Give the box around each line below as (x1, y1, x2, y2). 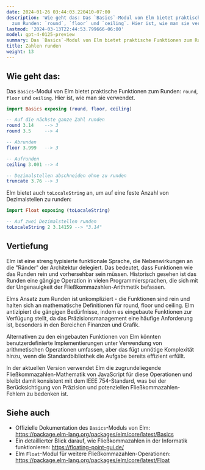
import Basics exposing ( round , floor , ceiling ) (6, 106, 132, 112)
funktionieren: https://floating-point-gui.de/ (15, 443, 124, 450)
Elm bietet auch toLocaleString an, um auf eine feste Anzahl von (6, 189, 169, 197)
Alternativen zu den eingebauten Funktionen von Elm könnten (6, 333, 161, 340)
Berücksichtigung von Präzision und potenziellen (6, 383, 129, 391)
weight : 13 (6, 49, 34, 55)
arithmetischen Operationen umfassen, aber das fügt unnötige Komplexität (6, 345, 194, 353)
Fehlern (6, 390, 26, 397)
